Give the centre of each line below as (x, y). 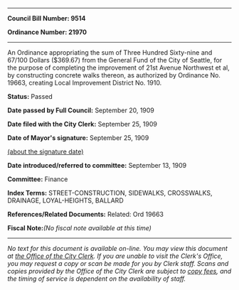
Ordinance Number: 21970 (47, 32)
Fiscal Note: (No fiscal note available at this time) (79, 228)
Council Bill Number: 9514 (47, 18)
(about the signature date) (46, 151)
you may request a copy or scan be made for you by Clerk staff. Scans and (118, 263)
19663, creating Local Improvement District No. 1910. (85, 83)
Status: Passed (30, 96)
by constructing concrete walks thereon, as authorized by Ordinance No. (114, 75)
